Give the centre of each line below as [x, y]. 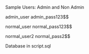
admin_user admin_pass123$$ [37, 17]
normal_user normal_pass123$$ [39, 26]
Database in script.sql [28, 46]
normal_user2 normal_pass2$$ [38, 36]
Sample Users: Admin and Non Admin [45, 7]
